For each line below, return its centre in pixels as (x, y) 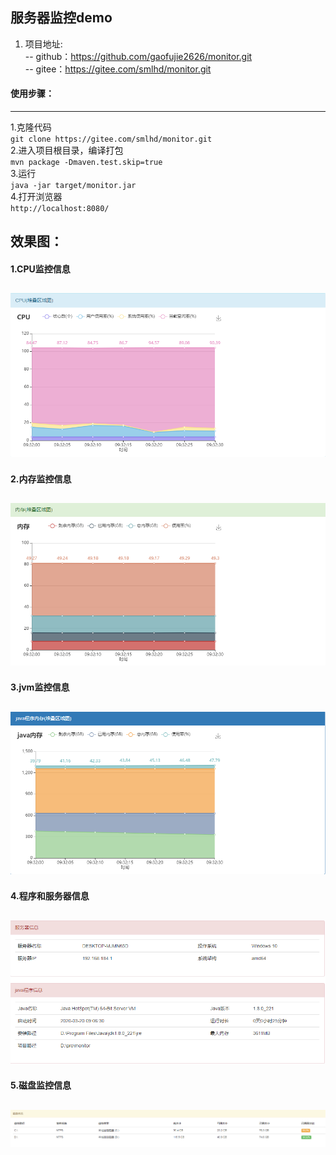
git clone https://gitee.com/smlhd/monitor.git (111, 139)
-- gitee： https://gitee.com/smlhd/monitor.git (118, 69)
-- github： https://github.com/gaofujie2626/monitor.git (138, 56)
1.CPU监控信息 (40, 269)
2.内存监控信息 (41, 479)
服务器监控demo (61, 18)
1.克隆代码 (31, 127)
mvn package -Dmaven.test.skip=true (86, 163)
